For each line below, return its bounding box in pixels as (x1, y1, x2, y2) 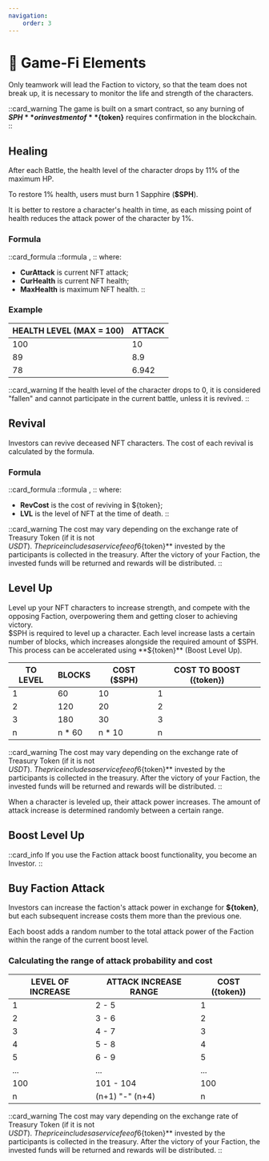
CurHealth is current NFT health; (19, 275, 130, 285)
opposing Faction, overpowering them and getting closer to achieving (8, 611, 238, 621)
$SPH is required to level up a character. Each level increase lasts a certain (8, 628, 255, 637)
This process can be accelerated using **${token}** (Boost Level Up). (8, 645, 243, 655)
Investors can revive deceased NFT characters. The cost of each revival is (8, 438, 254, 448)
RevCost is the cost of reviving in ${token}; (19, 500, 163, 509)
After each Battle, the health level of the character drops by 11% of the (8, 166, 240, 175)
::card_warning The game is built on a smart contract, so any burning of (8, 104, 245, 114)
